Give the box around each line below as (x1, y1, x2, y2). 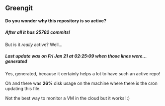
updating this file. (5, 85, 41, 91)
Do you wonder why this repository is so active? (5, 17, 107, 24)
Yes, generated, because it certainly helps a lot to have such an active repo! (5, 70, 161, 76)
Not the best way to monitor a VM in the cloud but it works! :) (5, 95, 130, 101)
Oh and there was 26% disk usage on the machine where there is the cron (5, 80, 158, 86)
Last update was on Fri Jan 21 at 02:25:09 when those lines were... (5, 53, 147, 59)
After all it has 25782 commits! (5, 29, 71, 35)
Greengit (5, 4, 33, 12)
